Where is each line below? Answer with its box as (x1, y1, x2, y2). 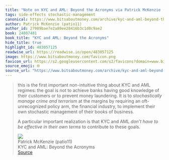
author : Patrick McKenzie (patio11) (5, 21, 82, 27)
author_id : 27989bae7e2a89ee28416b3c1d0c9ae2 (5, 26, 102, 31)
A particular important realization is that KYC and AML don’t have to (17, 119, 158, 124)
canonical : (5, 17, 28, 22)
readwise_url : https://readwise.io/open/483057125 (5, 49, 114, 54)
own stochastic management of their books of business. (17, 109, 134, 115)
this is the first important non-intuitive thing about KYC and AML (17, 82, 151, 88)
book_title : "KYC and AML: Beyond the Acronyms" (5, 36, 109, 41)
